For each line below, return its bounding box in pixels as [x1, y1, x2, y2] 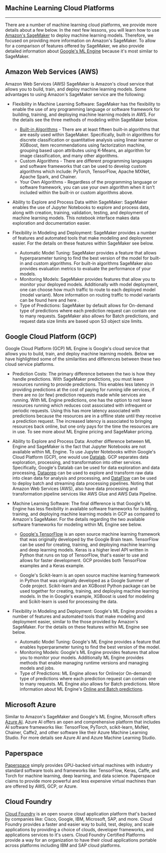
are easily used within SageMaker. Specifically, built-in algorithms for [19, 131, 161, 138]
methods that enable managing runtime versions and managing [19, 660, 149, 666]
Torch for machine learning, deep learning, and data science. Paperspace [5, 773, 155, 779]
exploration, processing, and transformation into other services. [12, 459, 142, 465]
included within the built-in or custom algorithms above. [19, 189, 133, 195]
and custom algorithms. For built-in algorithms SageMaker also [24, 260, 153, 266]
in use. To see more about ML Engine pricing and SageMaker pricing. [12, 429, 153, 435]
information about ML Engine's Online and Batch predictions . [19, 686, 144, 692]
